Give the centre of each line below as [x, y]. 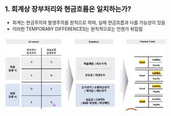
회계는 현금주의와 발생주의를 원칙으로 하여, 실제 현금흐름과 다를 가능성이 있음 [89, 22]
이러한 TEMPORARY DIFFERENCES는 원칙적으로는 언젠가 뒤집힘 [77, 29]
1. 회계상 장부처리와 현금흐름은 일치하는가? [68, 9]
